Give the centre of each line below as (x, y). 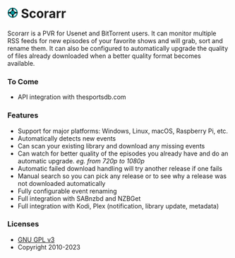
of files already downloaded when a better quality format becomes (104, 56)
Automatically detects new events (67, 138)
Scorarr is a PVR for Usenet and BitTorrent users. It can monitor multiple (112, 33)
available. (21, 63)
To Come (23, 81)
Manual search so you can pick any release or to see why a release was (122, 176)
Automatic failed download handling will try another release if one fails (120, 168)
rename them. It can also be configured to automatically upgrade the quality (118, 48)
